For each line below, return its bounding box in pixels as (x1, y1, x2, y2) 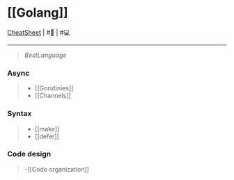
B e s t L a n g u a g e (24, 51, 67, 59)
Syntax (7, 109, 32, 119)
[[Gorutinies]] (34, 84, 74, 92)
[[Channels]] (34, 92, 71, 100)
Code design (7, 149, 52, 159)
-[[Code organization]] (24, 165, 89, 173)
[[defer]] (34, 132, 59, 140)
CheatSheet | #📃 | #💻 (7, 28, 70, 36)
